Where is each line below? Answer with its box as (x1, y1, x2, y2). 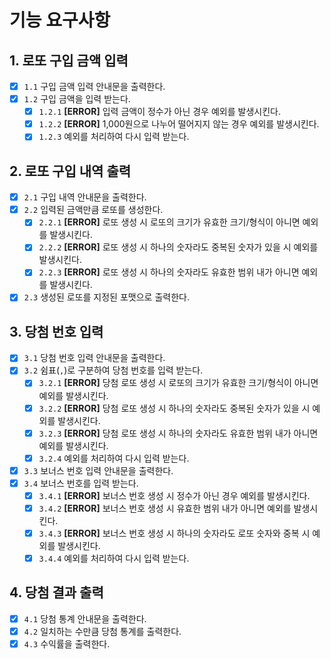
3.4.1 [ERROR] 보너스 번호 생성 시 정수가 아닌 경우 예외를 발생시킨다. (38, 489, 311, 501)
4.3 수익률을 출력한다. (23, 638, 111, 650)
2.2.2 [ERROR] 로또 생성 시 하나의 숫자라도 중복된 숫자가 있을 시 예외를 (38, 241, 319, 253)
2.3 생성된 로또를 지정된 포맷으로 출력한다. (23, 291, 190, 303)
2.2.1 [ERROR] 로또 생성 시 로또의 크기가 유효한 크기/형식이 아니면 (38, 216, 301, 228)
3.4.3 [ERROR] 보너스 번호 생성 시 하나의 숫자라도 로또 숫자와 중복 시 (38, 527, 311, 539)
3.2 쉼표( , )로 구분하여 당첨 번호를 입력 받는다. (23, 364, 204, 376)
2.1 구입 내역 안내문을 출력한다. (23, 191, 147, 203)
